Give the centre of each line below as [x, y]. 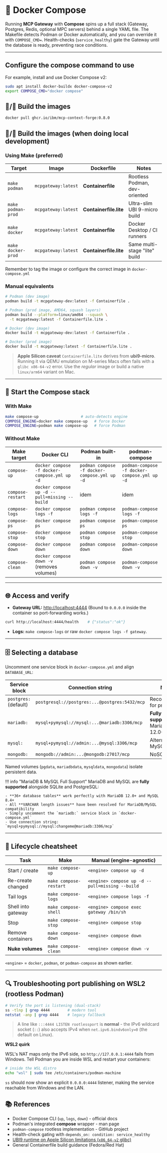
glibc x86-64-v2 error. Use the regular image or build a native [81, 367]
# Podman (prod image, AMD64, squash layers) [53, 310]
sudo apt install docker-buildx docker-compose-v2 [59, 86]
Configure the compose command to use [70, 65]
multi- [150, 244]
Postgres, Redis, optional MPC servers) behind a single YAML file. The [77, 29]
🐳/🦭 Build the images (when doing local [67, 133]
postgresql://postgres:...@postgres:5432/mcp [90, 702]
